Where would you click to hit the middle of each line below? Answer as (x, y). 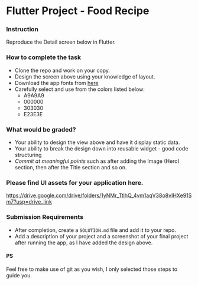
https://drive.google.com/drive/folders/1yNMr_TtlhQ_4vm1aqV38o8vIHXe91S (99, 195)
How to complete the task (44, 57)
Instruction (22, 30)
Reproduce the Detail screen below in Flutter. (61, 42)
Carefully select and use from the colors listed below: (79, 89)
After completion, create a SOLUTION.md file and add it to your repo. (95, 230)
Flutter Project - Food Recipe (78, 11)
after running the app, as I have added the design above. (84, 243)
